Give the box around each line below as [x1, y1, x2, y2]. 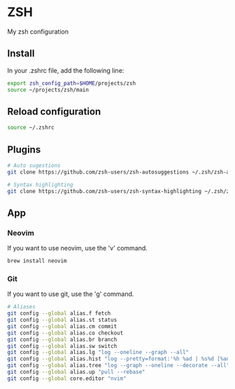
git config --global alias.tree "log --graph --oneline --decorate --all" [7, 362, 230, 369]
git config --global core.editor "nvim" [7, 375, 127, 382]
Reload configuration [7, 106, 101, 118]
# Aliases [7, 304, 36, 311]
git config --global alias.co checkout [7, 330, 124, 337]
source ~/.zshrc [7, 124, 55, 132]
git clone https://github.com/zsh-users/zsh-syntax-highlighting [7, 188, 201, 194]
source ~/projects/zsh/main [7, 86, 90, 93]
